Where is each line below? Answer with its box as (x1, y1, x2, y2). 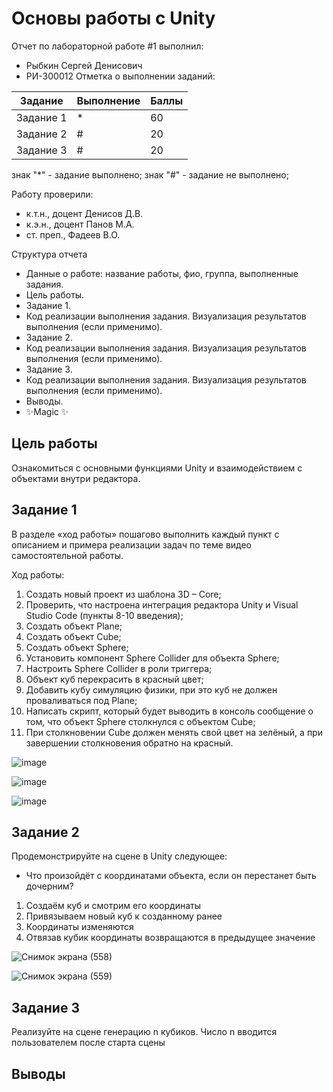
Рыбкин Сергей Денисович (25, 59, 143, 71)
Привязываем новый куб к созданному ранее (25, 910, 223, 922)
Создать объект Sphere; (25, 641, 129, 653)
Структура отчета (11, 248, 88, 260)
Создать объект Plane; (25, 620, 123, 632)
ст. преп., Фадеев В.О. (25, 228, 121, 241)
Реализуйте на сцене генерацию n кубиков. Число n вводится (11, 1026, 278, 1038)
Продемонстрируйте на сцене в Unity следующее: (11, 850, 228, 862)
